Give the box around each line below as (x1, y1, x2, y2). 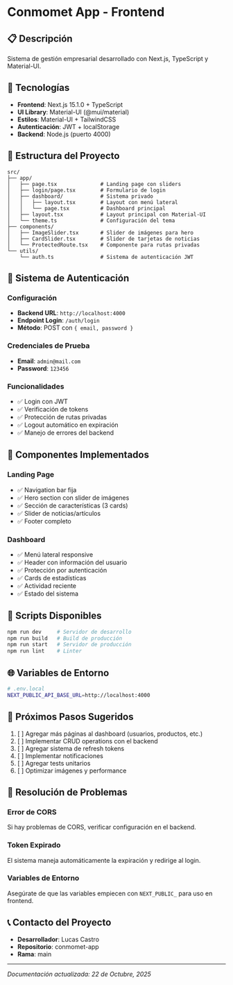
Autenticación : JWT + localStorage (17, 122, 120, 131)
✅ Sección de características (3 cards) (17, 501, 128, 510)
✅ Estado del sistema (17, 589, 78, 598)
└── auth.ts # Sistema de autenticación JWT (19, 253, 194, 260)
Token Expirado (7, 841, 61, 850)
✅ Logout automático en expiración (17, 421, 119, 429)
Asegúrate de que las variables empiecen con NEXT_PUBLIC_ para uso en (7, 889, 213, 898)
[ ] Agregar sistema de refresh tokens (17, 744, 125, 752)
